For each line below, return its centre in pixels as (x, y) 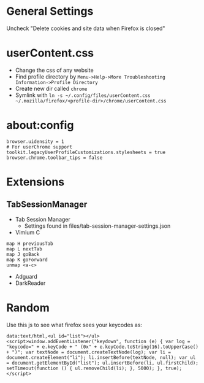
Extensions (36, 182)
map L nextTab (25, 249)
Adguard (26, 276)
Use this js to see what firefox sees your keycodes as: (74, 325)
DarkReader (30, 283)
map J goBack (23, 254)
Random (28, 308)
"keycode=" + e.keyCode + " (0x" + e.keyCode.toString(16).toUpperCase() (103, 347)
